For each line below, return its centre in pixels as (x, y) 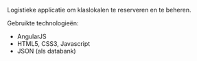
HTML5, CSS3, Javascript (54, 44)
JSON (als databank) (47, 51)
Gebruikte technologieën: (43, 23)
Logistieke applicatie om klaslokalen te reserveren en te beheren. (99, 10)
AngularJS (32, 36)
